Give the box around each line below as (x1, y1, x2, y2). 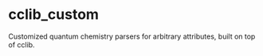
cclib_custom (8, 6, 100, 24)
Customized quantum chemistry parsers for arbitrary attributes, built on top (8, 32, 256, 41)
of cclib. (8, 39, 35, 49)
